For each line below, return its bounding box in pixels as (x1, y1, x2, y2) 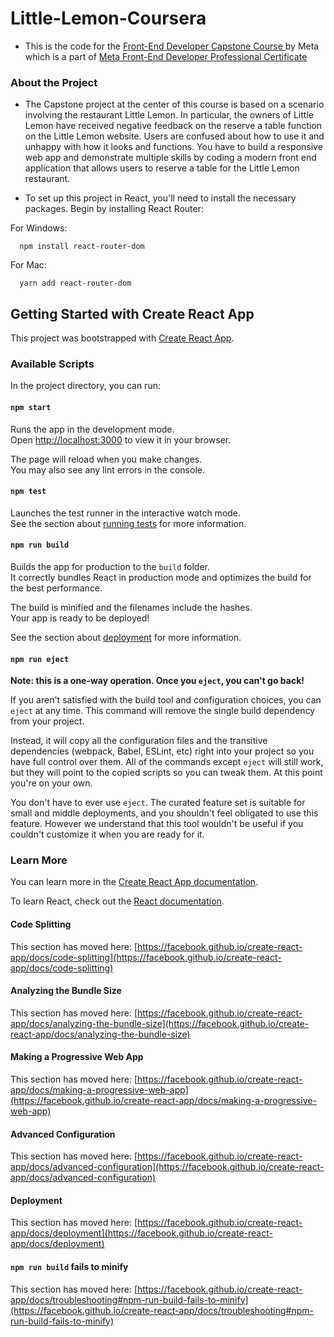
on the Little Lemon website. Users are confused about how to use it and (24, 130, 325, 142)
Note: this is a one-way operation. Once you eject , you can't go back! (10, 675, 305, 687)
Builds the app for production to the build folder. (10, 560, 211, 572)
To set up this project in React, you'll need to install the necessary (24, 192, 297, 204)
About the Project (10, 75, 98, 89)
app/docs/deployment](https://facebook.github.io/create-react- (10, 1227, 273, 1239)
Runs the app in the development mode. (10, 423, 175, 435)
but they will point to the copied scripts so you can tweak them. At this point (10, 767, 323, 779)
